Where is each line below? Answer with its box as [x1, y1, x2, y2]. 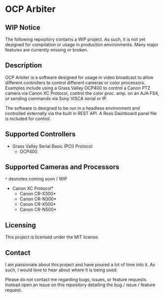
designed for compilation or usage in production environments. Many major [5, 42, 159, 48]
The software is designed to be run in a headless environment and [5, 105, 140, 111]
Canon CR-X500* [19, 201, 56, 207]
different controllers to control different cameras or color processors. [5, 79, 146, 85]
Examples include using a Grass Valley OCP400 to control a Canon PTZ [5, 85, 151, 91]
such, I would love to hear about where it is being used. [5, 267, 118, 273]
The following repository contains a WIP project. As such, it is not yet [5, 36, 146, 42]
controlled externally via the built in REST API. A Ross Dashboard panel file [5, 110, 157, 116]
